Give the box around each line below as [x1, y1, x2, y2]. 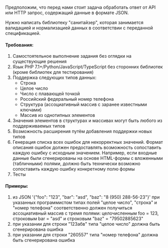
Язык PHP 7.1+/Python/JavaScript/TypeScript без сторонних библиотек [12, 64, 163, 70]
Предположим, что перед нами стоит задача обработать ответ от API [5, 5, 156, 10]
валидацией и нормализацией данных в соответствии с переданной [5, 25, 153, 31]
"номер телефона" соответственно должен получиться [12, 205, 133, 211]
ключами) [20, 107, 42, 113]
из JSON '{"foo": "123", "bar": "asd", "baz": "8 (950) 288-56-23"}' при [12, 194, 160, 200]
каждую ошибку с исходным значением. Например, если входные [12, 150, 157, 156]
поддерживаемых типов [12, 123, 66, 129]
